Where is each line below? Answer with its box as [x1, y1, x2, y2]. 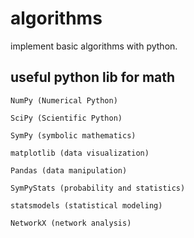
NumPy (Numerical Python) [10, 95, 118, 106]
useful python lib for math [10, 69, 176, 86]
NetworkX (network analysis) [10, 218, 132, 228]
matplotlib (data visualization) [10, 148, 150, 158]
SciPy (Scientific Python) [10, 113, 123, 123]
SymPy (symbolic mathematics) [10, 130, 137, 141]
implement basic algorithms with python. [10, 40, 178, 52]
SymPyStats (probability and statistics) [10, 183, 186, 193]
